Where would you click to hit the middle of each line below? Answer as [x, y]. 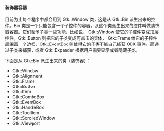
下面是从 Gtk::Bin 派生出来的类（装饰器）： [48, 61]
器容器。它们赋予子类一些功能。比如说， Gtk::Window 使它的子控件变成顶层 [82, 32]
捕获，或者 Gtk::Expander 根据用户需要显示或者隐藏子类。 [81, 50]
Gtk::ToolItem [26, 113]
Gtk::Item [21, 92]
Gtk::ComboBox [28, 97]
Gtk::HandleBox [28, 108]
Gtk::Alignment [27, 76]
